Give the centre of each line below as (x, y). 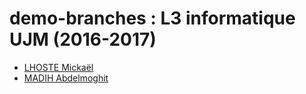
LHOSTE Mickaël (58, 67)
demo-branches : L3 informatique (152, 18)
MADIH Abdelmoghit (66, 78)
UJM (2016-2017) (83, 39)
